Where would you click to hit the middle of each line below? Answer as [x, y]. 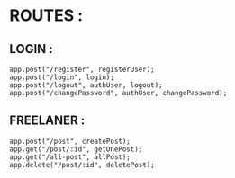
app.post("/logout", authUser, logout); [86, 85]
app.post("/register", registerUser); [82, 69]
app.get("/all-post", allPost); [70, 157]
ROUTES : [46, 16]
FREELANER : [47, 121]
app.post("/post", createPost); [70, 141]
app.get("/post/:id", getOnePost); [76, 149]
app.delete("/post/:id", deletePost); [82, 165]
